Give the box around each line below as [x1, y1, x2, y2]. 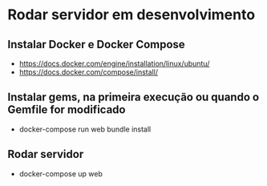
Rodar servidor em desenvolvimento [7, 6, 256, 24]
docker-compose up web [18, 168, 103, 178]
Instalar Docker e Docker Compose [7, 38, 185, 51]
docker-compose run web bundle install [18, 124, 152, 134]
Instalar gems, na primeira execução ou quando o [7, 91, 260, 104]
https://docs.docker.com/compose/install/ [18, 67, 158, 77]
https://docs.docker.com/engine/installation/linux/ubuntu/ [18, 59, 210, 68]
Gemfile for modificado [7, 103, 126, 117]
